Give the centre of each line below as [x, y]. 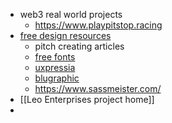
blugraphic [57, 78]
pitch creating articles [79, 46]
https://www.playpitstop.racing [98, 25]
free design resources [65, 35]
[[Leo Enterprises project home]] [87, 99]
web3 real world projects [71, 14]
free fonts [55, 57]
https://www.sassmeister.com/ [98, 88]
